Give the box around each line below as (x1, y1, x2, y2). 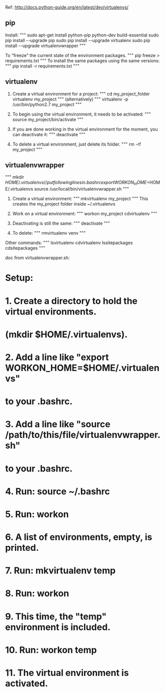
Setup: (5, 272, 33, 284)
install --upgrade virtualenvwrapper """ (5, 43, 86, 49)
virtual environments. (5, 306, 97, 317)
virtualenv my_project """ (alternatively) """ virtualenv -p (12, 96, 129, 102)
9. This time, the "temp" (5, 610, 107, 622)
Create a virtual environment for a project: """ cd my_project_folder (12, 91, 150, 97)
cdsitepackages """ (5, 245, 45, 251)
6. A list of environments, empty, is (5, 531, 153, 543)
